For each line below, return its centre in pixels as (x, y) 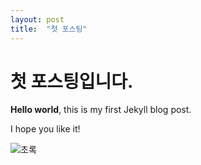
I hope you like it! (45, 129)
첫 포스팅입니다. (72, 81)
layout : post (37, 19)
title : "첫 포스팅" (49, 29)
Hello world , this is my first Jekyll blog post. (101, 110)
